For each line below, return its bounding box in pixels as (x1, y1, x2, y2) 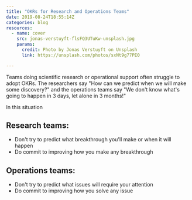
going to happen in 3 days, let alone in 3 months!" (6, 92, 126, 99)
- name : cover (11, 30, 46, 36)
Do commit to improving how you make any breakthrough (14, 148, 153, 155)
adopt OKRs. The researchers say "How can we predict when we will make (6, 80, 187, 87)
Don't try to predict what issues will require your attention (14, 181, 153, 188)
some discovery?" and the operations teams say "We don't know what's (6, 86, 180, 93)
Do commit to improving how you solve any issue (14, 187, 133, 194)
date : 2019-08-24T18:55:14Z (6, 14, 75, 20)
